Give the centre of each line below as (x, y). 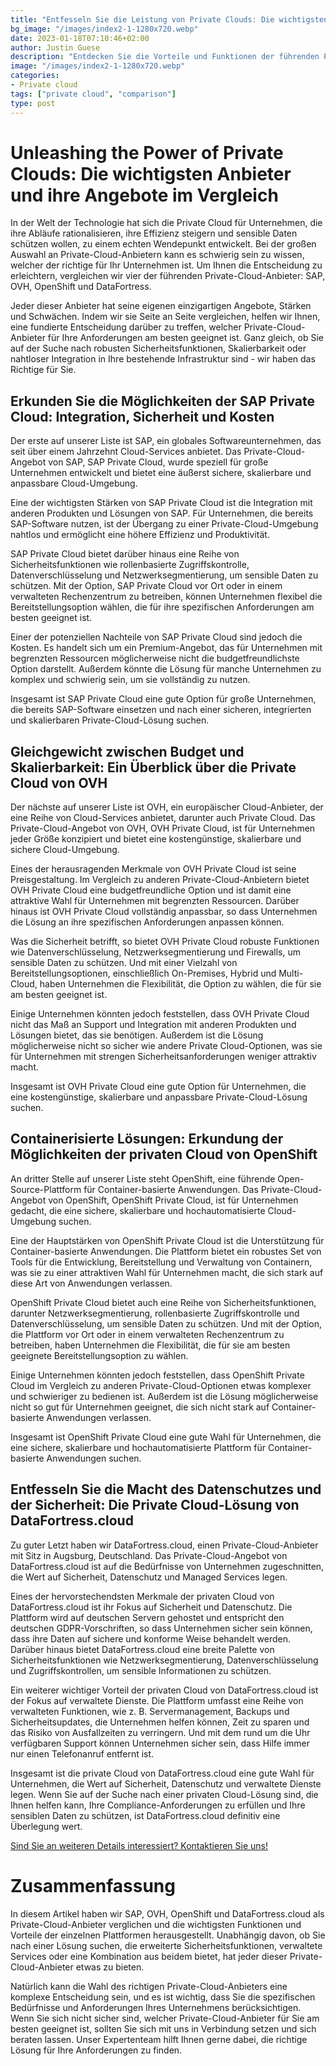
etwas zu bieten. (110, 1967)
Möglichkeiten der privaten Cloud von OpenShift (164, 1154)
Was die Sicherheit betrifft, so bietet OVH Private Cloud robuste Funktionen (165, 942)
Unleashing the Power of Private (147, 152)
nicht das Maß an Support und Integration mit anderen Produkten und (153, 1025)
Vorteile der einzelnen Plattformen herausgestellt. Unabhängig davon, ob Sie (168, 1935)
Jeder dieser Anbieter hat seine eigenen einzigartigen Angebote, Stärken (161, 306)
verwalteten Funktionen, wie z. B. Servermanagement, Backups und (150, 1711)
